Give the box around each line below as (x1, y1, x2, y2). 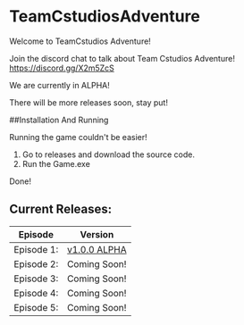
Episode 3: (13, 272, 59, 285)
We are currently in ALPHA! (9, 79, 110, 90)
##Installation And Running (9, 114, 109, 125)
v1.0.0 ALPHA (66, 243, 127, 255)
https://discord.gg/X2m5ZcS (9, 62, 114, 73)
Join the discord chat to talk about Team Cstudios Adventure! (9, 53, 235, 63)
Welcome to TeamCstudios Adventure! (9, 36, 152, 46)
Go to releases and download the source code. (21, 149, 195, 160)
